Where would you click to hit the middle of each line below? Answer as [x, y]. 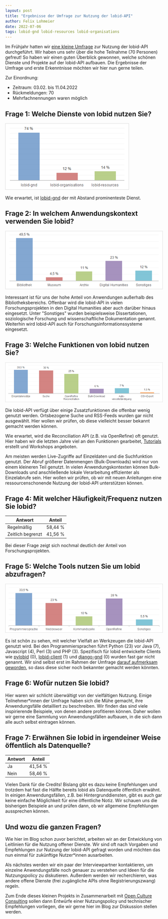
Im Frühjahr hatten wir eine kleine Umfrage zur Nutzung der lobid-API [77, 47]
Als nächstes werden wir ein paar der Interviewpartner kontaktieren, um [79, 865]
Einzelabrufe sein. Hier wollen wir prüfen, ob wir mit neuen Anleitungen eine [83, 477]
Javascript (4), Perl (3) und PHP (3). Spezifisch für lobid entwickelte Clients [83, 651]
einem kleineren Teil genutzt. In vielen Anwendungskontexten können [77, 467]
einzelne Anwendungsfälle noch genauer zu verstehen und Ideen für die [79, 870]
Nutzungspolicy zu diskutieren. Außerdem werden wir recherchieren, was [81, 875]
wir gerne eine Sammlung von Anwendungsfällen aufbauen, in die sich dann [84, 716]
